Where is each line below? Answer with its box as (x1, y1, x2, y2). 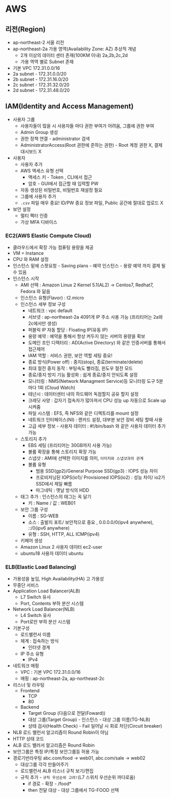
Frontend (20, 688, 40, 694)
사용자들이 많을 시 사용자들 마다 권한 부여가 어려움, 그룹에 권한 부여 (20, 123, 155, 129)
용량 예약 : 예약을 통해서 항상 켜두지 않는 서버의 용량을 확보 (28, 333, 145, 339)
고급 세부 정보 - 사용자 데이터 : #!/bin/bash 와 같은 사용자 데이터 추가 (28, 423, 166, 429)
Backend (20, 704, 39, 710)
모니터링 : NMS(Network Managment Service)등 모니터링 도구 (28, 378, 155, 384)
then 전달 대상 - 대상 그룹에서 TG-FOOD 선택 (28, 787, 119, 793)
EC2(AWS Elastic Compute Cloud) (5, 232, 92, 239)
